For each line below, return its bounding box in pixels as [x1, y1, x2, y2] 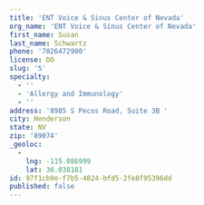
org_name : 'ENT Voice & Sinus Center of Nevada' [9, 22, 197, 31]
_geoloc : [9, 140, 43, 149]
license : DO [9, 55, 54, 64]
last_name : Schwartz [9, 38, 88, 48]
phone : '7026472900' [9, 47, 88, 56]
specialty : [9, 73, 51, 82]
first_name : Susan [9, 30, 79, 39]
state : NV [9, 123, 47, 132]
